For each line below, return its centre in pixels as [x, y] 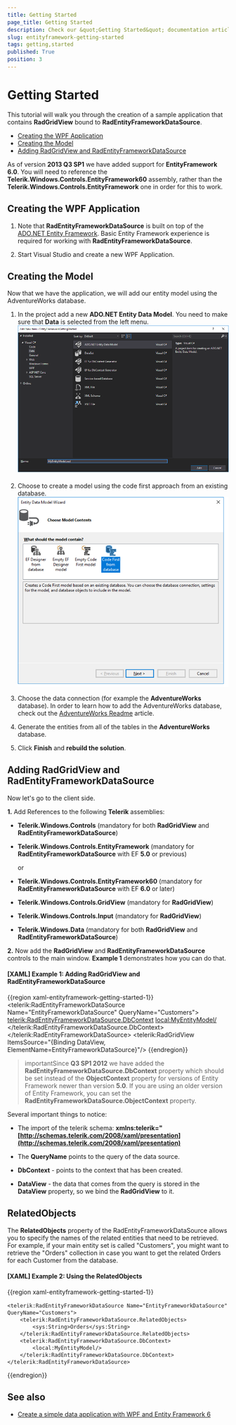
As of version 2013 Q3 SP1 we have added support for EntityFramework [112, 164]
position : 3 [25, 60]
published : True [31, 52]
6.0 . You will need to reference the [57, 172]
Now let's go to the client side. [51, 798]
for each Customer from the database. [63, 1260]
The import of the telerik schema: [66, 1128]
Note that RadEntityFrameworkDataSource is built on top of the [110, 226]
